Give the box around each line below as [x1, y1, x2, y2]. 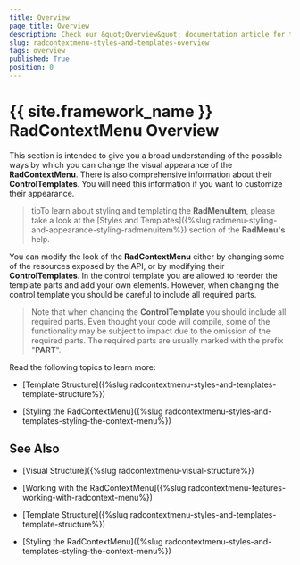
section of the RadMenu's [188, 224, 286, 235]
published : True [9, 55, 70, 63]
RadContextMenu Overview [9, 121, 220, 141]
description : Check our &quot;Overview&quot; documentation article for [9, 30, 286, 38]
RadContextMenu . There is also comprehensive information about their [9, 169, 273, 180]
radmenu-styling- [212, 215, 278, 225]
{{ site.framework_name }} [9, 102, 213, 122]
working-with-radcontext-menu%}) [21, 492, 154, 502]
